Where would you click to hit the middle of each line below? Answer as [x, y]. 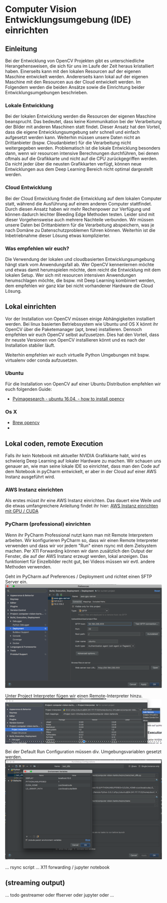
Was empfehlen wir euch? [37, 248]
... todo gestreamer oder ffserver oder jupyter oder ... [60, 895]
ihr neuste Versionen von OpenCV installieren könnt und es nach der [75, 340]
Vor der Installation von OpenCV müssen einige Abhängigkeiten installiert [80, 319]
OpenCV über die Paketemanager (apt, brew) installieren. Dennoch [74, 329]
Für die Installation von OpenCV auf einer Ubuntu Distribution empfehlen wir [83, 384]
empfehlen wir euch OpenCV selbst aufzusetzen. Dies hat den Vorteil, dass [82, 335]
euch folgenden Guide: [29, 389]
